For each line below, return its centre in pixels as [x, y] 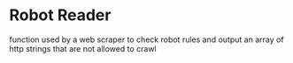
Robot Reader [60, 15]
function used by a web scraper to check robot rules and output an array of [147, 39]
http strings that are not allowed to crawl [83, 48]
